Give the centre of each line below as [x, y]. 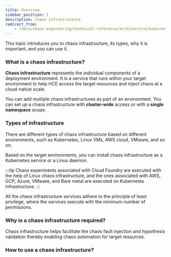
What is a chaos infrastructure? [45, 62]
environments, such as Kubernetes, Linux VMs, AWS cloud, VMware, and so [85, 139]
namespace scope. [26, 110]
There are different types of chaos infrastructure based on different [76, 134]
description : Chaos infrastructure [43, 19]
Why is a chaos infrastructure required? [55, 220]
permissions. [19, 207]
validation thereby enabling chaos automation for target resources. [75, 237]
